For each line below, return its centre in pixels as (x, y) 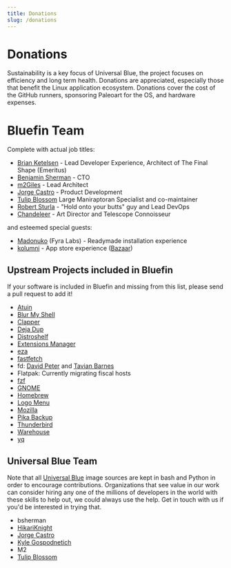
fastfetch (30, 359)
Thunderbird (35, 424)
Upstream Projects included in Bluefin (90, 270)
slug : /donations (32, 20)
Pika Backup (35, 418)
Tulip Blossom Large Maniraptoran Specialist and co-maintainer (107, 199)
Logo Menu (33, 403)
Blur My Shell (36, 315)
